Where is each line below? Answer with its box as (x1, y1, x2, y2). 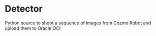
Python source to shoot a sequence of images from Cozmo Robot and (5, 20, 151, 26)
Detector (5, 3, 43, 15)
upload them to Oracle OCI (5, 25, 61, 31)
